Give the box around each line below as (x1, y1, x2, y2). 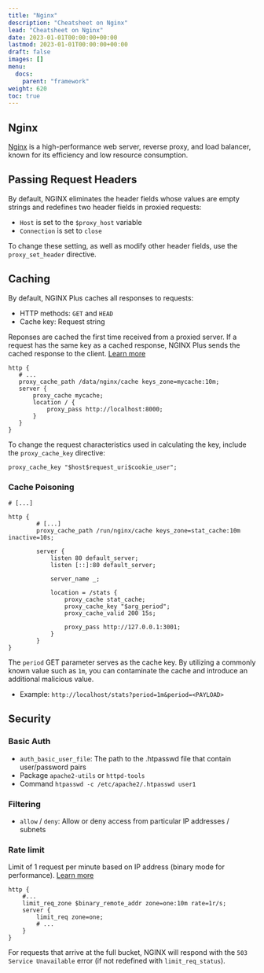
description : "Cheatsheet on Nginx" (8, 19, 128, 27)
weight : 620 (8, 84, 47, 93)
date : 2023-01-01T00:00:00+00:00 (8, 33, 118, 42)
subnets (19, 824, 46, 834)
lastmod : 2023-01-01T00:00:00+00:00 (8, 41, 128, 49)
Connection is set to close (19, 226, 102, 235)
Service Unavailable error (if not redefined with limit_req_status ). (8, 956, 225, 966)
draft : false (8, 48, 51, 56)
